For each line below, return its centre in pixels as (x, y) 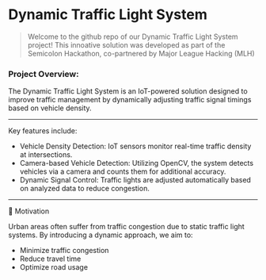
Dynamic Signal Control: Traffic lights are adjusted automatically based (135, 180)
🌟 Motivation (29, 211)
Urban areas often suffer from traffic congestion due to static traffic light (127, 227)
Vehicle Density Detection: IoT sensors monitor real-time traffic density (135, 146)
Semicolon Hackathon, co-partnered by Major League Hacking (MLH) (141, 53)
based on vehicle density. (50, 108)
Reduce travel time (50, 259)
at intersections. (46, 155)
